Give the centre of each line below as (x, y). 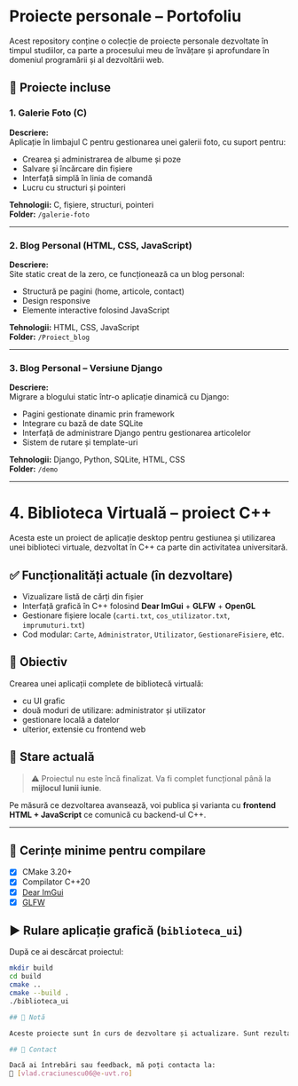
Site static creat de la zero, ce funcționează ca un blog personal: (127, 273)
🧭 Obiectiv (39, 662)
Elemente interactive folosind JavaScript (96, 310)
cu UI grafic (43, 701)
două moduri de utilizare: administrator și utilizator (114, 710)
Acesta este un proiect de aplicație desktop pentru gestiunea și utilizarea (142, 538)
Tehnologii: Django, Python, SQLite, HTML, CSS (97, 460)
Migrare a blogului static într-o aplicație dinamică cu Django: (119, 397)
